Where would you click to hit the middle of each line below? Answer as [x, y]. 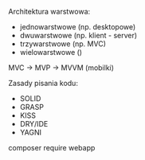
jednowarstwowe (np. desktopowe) [78, 27]
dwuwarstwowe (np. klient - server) [78, 35]
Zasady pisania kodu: [43, 83]
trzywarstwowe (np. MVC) [63, 44]
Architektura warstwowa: [49, 12]
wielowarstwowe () [51, 52]
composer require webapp [52, 148]
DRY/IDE [34, 124]
